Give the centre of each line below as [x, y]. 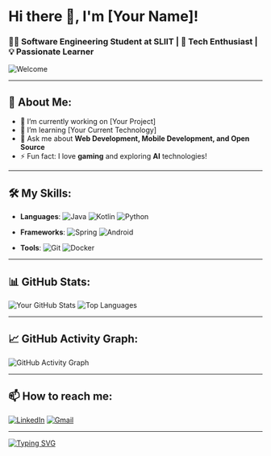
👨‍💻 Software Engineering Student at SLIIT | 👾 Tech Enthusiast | [133, 42]
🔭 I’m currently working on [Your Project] [88, 122]
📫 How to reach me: [60, 397]
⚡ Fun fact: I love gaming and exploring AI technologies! [113, 156]
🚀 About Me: [40, 102]
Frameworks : [43, 232]
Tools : [31, 248]
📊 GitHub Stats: [50, 282]
